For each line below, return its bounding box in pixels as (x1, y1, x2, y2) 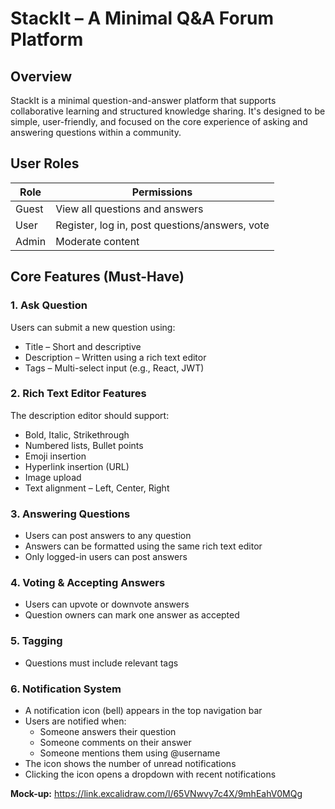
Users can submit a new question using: (10, 321, 176, 333)
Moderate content (55, 234, 140, 248)
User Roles (10, 155, 80, 172)
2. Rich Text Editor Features (10, 387, 147, 401)
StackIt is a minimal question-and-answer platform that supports (10, 95, 277, 106)
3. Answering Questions (10, 507, 131, 521)
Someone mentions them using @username (39, 747, 221, 759)
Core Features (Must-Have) (10, 268, 185, 286)
